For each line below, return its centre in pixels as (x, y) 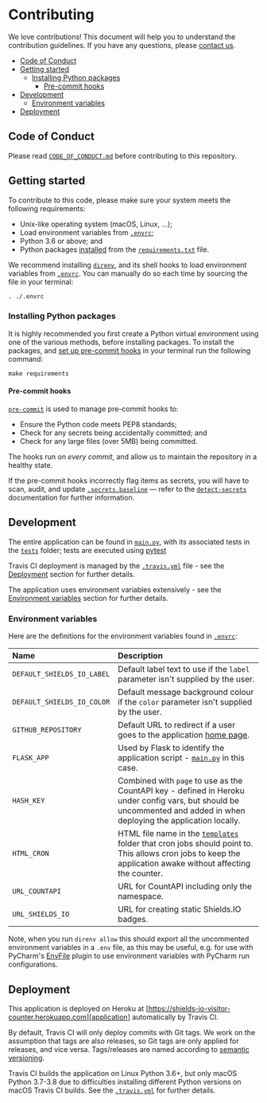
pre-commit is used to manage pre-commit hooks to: (93, 409)
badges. (133, 920)
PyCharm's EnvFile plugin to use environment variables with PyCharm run (129, 956)
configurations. (33, 964)
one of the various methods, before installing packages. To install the (121, 342)
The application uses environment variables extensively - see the (115, 589)
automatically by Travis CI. (175, 1017)
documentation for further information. (72, 498)
